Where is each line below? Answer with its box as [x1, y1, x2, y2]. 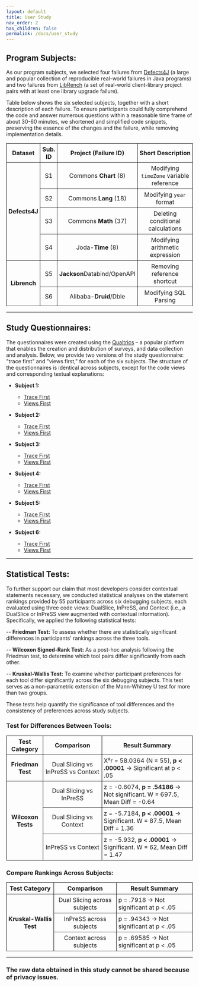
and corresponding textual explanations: [6, 370, 105, 378]
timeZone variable [141, 171, 190, 180]
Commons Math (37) [68, 216, 127, 225]
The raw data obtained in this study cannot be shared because [6, 966, 190, 974]
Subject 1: [14, 382, 40, 389]
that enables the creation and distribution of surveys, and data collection [6, 345, 184, 352]
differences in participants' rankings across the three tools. [6, 634, 150, 642]
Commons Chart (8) [69, 171, 126, 180]
